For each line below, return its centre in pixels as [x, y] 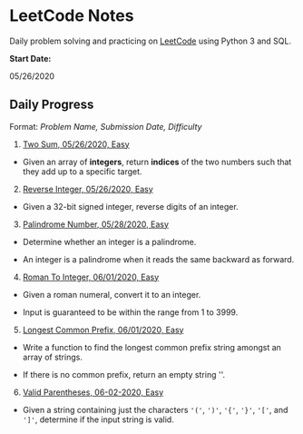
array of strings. [53, 357]
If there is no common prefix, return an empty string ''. [123, 374]
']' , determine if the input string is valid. [98, 419]
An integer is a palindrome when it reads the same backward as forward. [158, 259]
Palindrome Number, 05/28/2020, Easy [96, 224]
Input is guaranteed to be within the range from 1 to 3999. [130, 312]
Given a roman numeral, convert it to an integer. [112, 294]
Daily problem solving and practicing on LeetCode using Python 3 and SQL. [151, 41]
